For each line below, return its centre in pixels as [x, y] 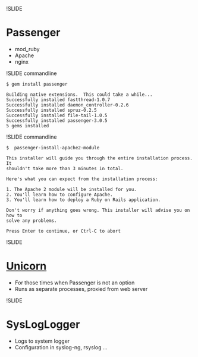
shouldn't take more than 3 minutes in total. [65, 168]
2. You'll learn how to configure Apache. [59, 195]
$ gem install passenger [37, 84]
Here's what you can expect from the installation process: [82, 179]
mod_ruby [27, 49]
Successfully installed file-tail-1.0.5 [57, 115]
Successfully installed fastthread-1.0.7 [58, 100]
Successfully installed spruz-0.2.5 [51, 110]
